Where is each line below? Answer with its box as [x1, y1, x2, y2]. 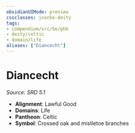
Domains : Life [14, 106, 50, 114]
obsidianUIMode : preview [6, 8, 69, 15]
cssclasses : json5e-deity [6, 15, 71, 21]
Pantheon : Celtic [14, 113, 57, 120]
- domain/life [6, 37, 42, 43]
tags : [6, 20, 20, 26]
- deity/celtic [6, 31, 45, 37]
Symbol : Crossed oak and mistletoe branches [14, 119, 130, 127]
